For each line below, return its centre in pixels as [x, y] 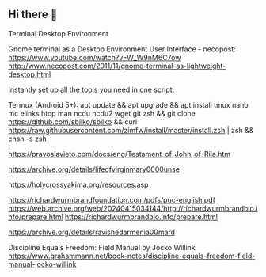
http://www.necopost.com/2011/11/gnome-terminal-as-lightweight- [117, 66]
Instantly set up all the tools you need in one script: [91, 89]
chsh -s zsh [28, 138]
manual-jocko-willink [42, 264]
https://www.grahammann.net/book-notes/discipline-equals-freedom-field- [132, 256]
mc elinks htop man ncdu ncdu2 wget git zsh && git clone [102, 113]
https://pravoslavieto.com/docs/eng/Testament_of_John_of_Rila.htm [120, 154]
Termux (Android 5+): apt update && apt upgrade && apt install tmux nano [128, 104]
